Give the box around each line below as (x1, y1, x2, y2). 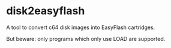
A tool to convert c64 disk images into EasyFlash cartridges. (6, 24, 155, 31)
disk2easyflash (6, 4, 85, 18)
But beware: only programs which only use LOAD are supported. (6, 35, 166, 42)
